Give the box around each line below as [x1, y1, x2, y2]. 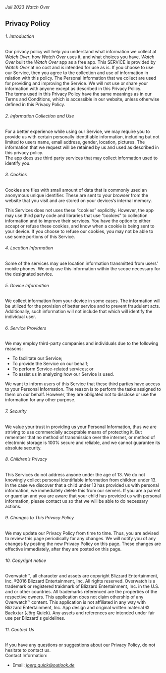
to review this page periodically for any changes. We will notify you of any [5, 536, 156, 542]
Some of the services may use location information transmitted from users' [5, 260, 159, 266]
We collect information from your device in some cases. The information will [5, 298, 161, 304]
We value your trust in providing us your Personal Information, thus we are [5, 424, 157, 430]
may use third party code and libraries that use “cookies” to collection [5, 212, 148, 219]
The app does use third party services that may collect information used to [5, 155, 158, 161]
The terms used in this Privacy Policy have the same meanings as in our [5, 91, 152, 97]
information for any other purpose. [5, 397, 76, 403]
